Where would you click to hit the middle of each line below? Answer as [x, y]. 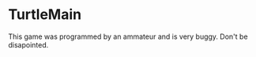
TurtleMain [45, 15]
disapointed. [28, 44]
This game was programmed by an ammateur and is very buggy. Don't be [128, 36]
